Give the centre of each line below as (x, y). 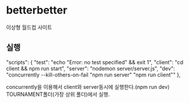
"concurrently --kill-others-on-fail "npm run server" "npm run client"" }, (94, 75)
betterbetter (37, 10)
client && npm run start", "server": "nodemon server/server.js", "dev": (91, 68)
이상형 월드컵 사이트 (29, 27)
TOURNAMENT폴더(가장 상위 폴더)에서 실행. (58, 94)
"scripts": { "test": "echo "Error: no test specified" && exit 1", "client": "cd (95, 62)
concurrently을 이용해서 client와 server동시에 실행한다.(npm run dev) (88, 87)
